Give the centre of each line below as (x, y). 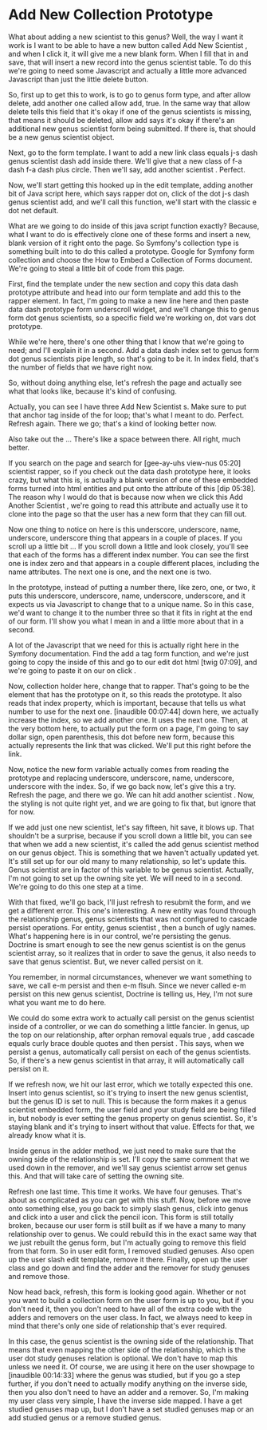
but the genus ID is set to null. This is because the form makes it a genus (128, 1101)
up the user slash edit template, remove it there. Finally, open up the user (128, 1259)
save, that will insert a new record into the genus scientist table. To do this (130, 62)
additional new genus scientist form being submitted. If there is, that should (132, 129)
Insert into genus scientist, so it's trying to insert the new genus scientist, (128, 1092)
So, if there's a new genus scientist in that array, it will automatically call (126, 1060)
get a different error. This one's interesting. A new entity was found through (132, 910)
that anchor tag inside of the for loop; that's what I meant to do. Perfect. (126, 415)
